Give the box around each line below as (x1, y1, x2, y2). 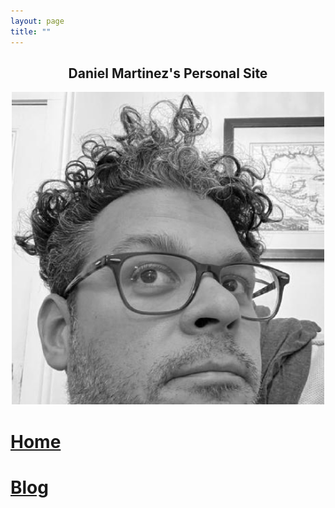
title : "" (10, 26, 52, 37)
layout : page (10, 16, 65, 26)
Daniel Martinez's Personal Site (68, 65, 268, 82)
